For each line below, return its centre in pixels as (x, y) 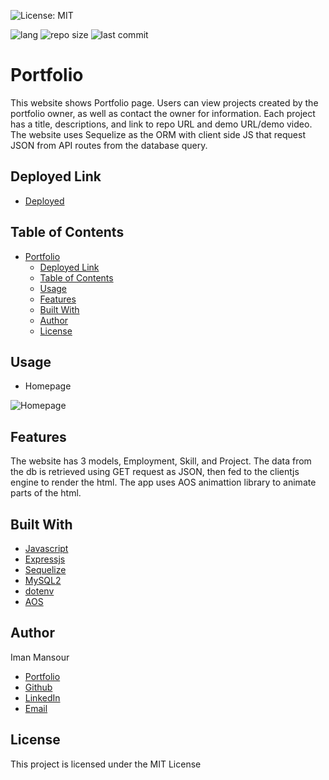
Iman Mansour (40, 657)
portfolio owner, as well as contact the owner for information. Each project (163, 113)
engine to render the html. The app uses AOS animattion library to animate (163, 482)
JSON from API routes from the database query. (109, 145)
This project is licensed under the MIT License (106, 764)
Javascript (46, 548)
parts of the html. (46, 493)
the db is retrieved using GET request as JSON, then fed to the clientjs (155, 472)
